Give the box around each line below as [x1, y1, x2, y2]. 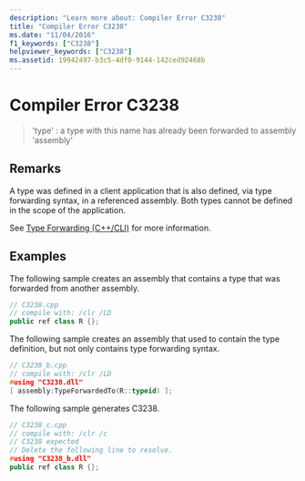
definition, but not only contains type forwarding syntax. [9, 343, 220, 354]
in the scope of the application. [9, 204, 126, 215]
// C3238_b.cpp [9, 361, 67, 370]
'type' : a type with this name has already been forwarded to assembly [31, 125, 297, 136]
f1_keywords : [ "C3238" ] [9, 38, 100, 48]
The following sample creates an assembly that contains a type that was [9, 272, 280, 283]
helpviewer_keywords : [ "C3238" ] [9, 47, 132, 56]
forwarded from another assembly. [9, 282, 140, 293]
